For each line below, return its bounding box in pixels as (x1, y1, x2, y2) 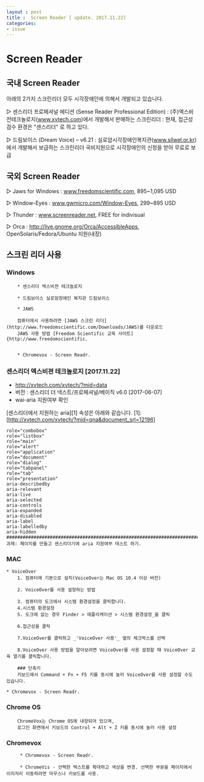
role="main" (6, 439, 36, 445)
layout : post (6, 9, 42, 15)
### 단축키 (17, 665, 41, 672)
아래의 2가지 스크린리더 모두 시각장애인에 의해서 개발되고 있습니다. (6, 95, 164, 102)
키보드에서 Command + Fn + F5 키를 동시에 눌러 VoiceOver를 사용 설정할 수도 (17, 672, 193, 678)
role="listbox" (6, 433, 45, 439)
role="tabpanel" (6, 465, 47, 471)
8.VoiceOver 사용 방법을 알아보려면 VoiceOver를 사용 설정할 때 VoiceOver (17, 647, 189, 653)
